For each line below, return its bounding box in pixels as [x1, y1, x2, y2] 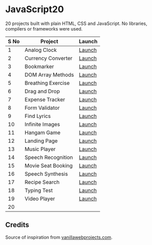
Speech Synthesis [24, 170, 68, 177]
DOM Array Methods [24, 71, 74, 78]
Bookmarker [24, 63, 55, 70]
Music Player [24, 145, 56, 152]
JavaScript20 [5, 4, 64, 15]
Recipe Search [24, 178, 60, 186]
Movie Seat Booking [24, 162, 73, 169]
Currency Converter [24, 54, 73, 62]
